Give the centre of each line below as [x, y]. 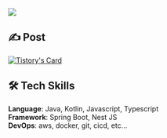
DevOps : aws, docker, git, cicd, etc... [68, 125]
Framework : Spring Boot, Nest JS [63, 117]
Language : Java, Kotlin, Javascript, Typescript [83, 108]
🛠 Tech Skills [42, 86]
